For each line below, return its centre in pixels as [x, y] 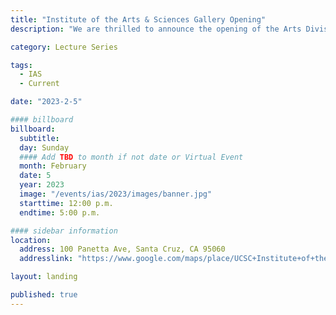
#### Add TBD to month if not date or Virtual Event [131, 157]
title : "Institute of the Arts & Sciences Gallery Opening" [138, 19]
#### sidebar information [64, 231]
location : [31, 240]
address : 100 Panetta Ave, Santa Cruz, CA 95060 [122, 249]
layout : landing [44, 277]
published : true [44, 295]
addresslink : [46, 259]
